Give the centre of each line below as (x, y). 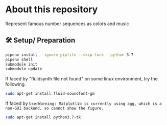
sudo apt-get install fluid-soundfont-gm (50, 94)
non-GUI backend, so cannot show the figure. (54, 109)
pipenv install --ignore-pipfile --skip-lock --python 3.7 (69, 55)
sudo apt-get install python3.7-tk (43, 117)
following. (16, 84)
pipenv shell (19, 59)
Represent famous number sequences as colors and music (67, 24)
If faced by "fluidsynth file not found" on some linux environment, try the (82, 79)
